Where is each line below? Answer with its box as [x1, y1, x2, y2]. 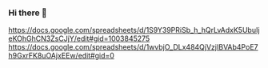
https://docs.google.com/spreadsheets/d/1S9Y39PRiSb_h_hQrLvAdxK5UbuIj [8, 26, 260, 35]
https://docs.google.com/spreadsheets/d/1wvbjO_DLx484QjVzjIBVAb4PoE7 [8, 42, 258, 52]
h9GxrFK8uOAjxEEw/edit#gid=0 [8, 51, 114, 61]
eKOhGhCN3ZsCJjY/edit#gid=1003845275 [8, 34, 150, 43]
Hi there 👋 [8, 7, 48, 18]
